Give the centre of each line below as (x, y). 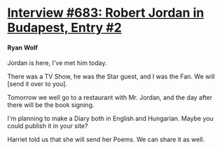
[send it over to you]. (37, 84)
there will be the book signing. (51, 105)
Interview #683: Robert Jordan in (106, 13)
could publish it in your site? (48, 126)
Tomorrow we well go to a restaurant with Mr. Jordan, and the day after (110, 98)
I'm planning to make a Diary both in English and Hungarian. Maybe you (110, 119)
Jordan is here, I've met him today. (57, 63)
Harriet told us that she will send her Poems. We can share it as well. (106, 140)
